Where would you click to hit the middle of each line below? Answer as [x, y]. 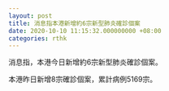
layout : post [30, 16]
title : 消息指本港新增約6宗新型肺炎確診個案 [74, 23]
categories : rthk [38, 38]
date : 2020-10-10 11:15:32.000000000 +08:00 [85, 31]
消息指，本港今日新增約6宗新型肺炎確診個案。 [85, 62]
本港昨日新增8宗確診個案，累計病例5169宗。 [83, 79]
